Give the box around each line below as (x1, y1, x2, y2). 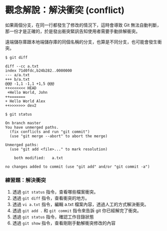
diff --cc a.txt (5, 63, 39, 69)
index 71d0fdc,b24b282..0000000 (5, 68, 72, 73)
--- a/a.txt (5, 72, 30, 77)
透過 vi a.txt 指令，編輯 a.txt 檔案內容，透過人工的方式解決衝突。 (12, 202, 149, 208)
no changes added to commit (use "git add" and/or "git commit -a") (5, 164, 150, 169)
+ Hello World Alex (5, 98, 46, 104)
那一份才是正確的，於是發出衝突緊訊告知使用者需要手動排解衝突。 (5, 28, 140, 34)
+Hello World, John (7, 90, 48, 95)
